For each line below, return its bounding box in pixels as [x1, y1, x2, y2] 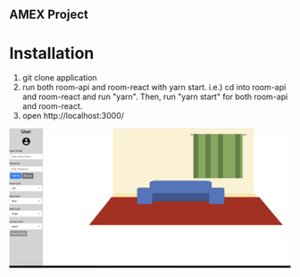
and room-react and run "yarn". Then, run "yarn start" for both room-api [21, 91, 288, 102]
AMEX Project [9, 7, 89, 22]
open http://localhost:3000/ [21, 111, 125, 122]
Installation [9, 43, 95, 63]
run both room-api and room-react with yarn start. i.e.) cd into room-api [21, 82, 287, 93]
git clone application [21, 72, 97, 83]
